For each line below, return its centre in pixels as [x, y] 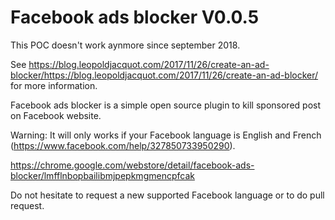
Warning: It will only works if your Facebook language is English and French [166, 135]
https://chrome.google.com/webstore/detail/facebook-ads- [132, 165]
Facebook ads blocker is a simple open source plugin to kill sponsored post [165, 105]
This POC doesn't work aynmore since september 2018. [125, 45]
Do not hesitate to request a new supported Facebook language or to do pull [167, 195]
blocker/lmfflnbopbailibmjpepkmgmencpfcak [102, 175]
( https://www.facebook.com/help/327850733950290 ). [123, 145]
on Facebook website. [56, 115]
